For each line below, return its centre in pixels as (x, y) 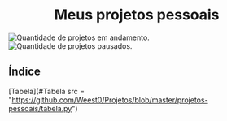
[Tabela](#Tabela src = (47, 91)
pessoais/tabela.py (40, 108)
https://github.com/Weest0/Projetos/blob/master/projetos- (110, 100)
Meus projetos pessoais (137, 15)
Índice (24, 72)
